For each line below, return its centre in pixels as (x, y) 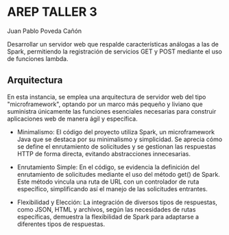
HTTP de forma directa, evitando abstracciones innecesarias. (104, 153)
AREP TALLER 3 (52, 12)
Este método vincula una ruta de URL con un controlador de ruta (108, 182)
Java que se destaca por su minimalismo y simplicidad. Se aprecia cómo (120, 139)
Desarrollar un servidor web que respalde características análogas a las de (113, 44)
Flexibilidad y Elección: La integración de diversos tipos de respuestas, (117, 202)
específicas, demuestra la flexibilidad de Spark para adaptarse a (108, 217)
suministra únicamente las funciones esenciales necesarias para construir (112, 111)
